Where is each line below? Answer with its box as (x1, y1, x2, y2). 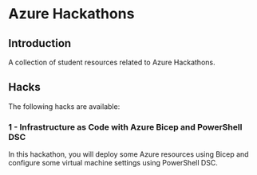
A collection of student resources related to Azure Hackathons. (8, 57, 215, 67)
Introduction (8, 37, 72, 50)
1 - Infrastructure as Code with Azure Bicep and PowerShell (8, 121, 243, 132)
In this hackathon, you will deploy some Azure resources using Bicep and (8, 150, 249, 159)
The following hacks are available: (8, 101, 121, 111)
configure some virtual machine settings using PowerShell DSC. (8, 158, 218, 168)
